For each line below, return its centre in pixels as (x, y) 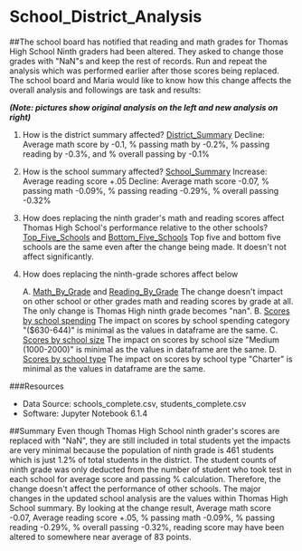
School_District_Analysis (106, 17)
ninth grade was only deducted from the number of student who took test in (151, 469)
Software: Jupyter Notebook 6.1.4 (85, 413)
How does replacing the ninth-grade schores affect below (130, 274)
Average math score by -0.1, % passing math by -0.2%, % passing (146, 144)
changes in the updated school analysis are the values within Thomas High (149, 498)
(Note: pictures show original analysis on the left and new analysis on (144, 107)
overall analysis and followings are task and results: (105, 90)
